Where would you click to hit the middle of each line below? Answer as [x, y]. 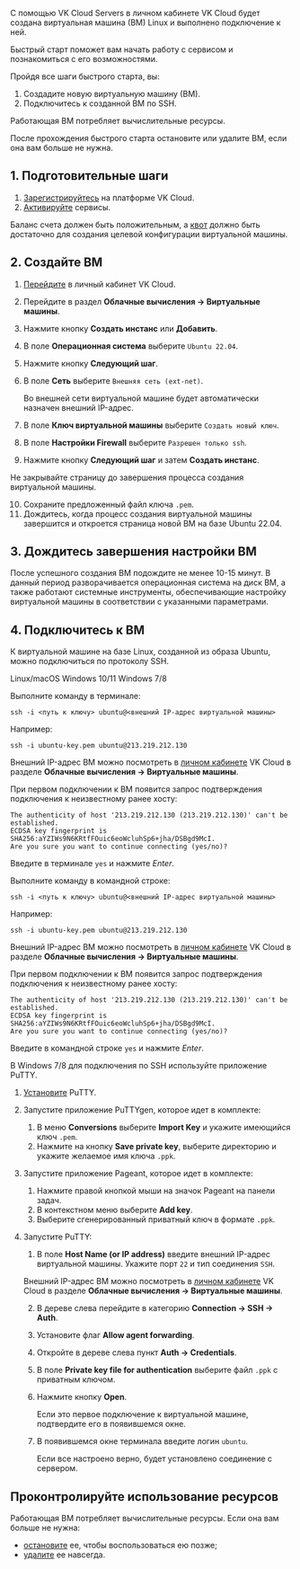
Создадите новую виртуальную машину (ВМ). [112, 94]
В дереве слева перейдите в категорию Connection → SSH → [154, 1308]
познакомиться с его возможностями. [84, 59]
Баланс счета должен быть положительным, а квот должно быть [135, 225]
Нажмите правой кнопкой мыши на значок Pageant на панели [156, 1191]
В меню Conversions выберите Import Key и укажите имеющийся [163, 1128]
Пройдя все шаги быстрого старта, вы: [85, 76]
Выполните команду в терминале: [75, 696]
